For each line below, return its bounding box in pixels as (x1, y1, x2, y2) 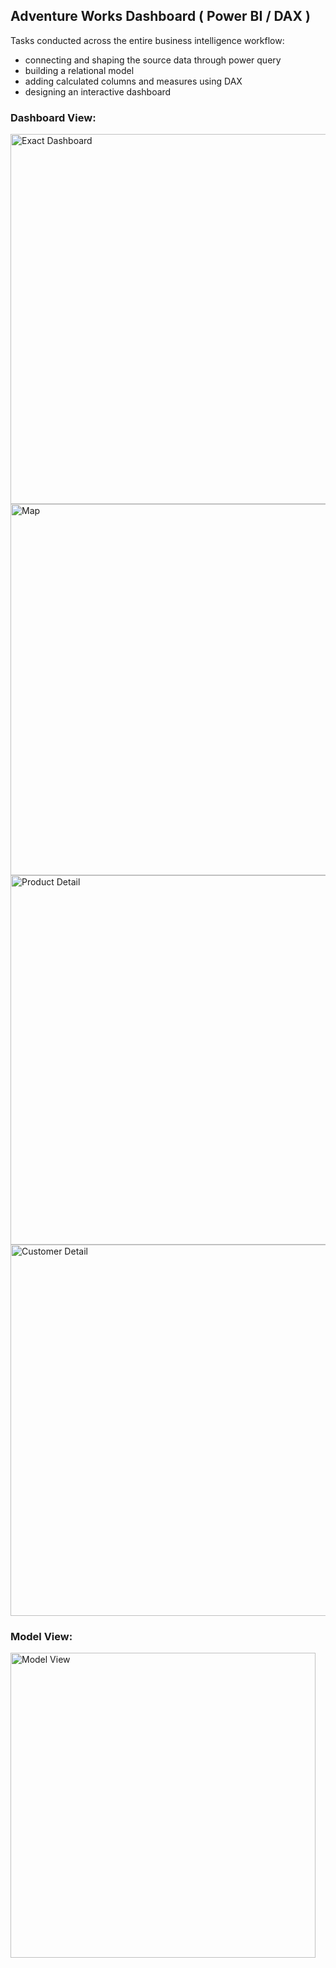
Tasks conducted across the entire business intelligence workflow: (10, 34, 285, 46)
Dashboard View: (10, 110, 97, 124)
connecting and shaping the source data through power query (24, 54, 282, 66)
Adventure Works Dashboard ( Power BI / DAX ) (10, 8, 311, 25)
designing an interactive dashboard (24, 85, 172, 98)
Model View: (10, 1630, 73, 1644)
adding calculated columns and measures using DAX (24, 75, 243, 87)
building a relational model (24, 64, 135, 76)
